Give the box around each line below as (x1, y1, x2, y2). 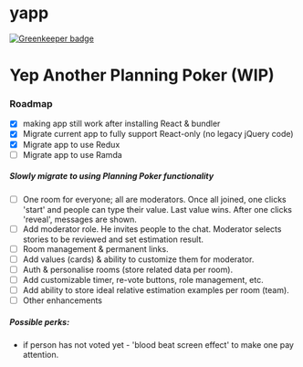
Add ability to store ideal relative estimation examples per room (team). (22, 285, 289, 296)
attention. (22, 350, 59, 361)
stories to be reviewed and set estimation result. (22, 234, 204, 245)
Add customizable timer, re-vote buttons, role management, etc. (22, 274, 264, 285)
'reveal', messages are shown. (22, 214, 137, 225)
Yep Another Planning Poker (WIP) (9, 65, 276, 86)
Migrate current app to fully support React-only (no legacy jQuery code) (22, 129, 294, 140)
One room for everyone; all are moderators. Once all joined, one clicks (22, 194, 287, 204)
